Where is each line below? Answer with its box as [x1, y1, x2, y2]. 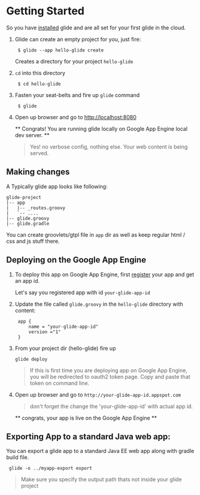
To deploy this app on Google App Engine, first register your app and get [14, 271, 195, 278]
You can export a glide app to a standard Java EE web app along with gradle [6, 448, 195, 455]
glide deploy [14, 356, 48, 362]
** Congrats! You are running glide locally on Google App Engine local [14, 125, 187, 132]
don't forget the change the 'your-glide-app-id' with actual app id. [29, 403, 193, 410]
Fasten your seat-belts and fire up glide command [14, 91, 140, 98]
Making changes [6, 167, 70, 177]
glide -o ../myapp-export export [8, 466, 93, 472]
